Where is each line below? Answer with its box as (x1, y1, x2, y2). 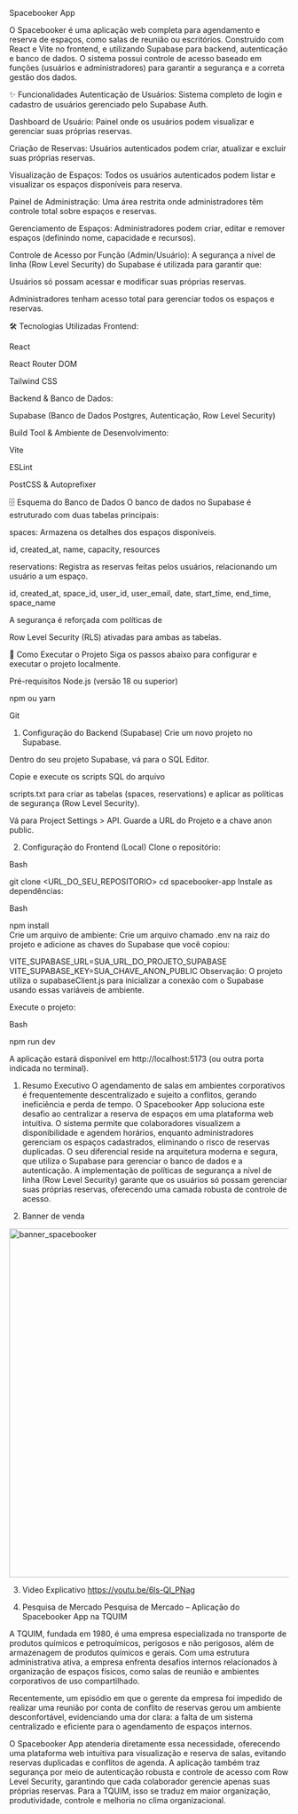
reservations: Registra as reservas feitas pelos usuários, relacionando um (9, 562, 278, 571)
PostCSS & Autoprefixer (9, 479, 97, 490)
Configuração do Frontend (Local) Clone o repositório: (21, 842, 222, 852)
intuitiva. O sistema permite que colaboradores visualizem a (21, 1118, 241, 1128)
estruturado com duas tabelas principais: (9, 510, 160, 520)
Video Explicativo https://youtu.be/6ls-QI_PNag (21, 1585, 195, 1594)
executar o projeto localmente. (9, 659, 122, 669)
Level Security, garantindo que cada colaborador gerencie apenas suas (9, 1777, 271, 1786)
